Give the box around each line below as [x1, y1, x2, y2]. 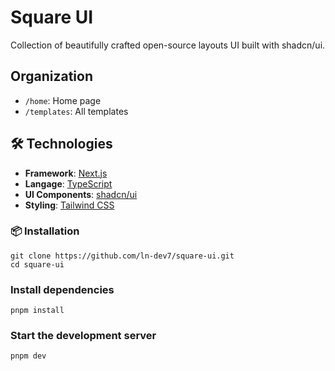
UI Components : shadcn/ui [24, 188, 138, 200]
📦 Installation [10, 224, 80, 238]
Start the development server [10, 329, 157, 343]
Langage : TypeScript [24, 177, 113, 190]
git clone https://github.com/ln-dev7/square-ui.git [10, 251, 235, 261]
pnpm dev [10, 351, 47, 361]
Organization [10, 68, 93, 85]
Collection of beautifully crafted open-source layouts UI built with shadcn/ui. [10, 39, 326, 51]
